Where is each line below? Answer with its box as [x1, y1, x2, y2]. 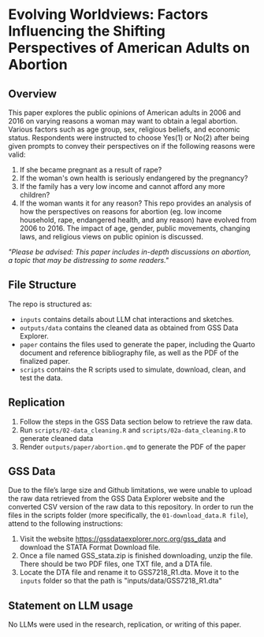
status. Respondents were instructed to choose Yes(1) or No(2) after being [8, 133, 250, 143]
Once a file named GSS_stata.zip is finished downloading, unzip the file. [19, 551, 254, 561]
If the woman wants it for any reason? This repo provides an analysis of [19, 198, 252, 208]
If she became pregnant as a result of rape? [19, 165, 162, 174]
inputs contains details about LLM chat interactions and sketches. [19, 314, 235, 324]
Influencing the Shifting [8, 22, 165, 40]
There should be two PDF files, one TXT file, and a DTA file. [19, 559, 213, 568]
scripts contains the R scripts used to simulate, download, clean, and [19, 365, 246, 374]
